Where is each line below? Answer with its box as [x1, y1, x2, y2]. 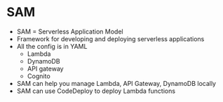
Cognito [27, 71, 50, 80]
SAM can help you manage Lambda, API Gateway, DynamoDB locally [16, 79, 217, 87]
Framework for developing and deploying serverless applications [16, 34, 205, 43]
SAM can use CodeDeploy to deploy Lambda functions [16, 87, 176, 95]
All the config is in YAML [16, 42, 88, 50]
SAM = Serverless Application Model [16, 27, 123, 36]
